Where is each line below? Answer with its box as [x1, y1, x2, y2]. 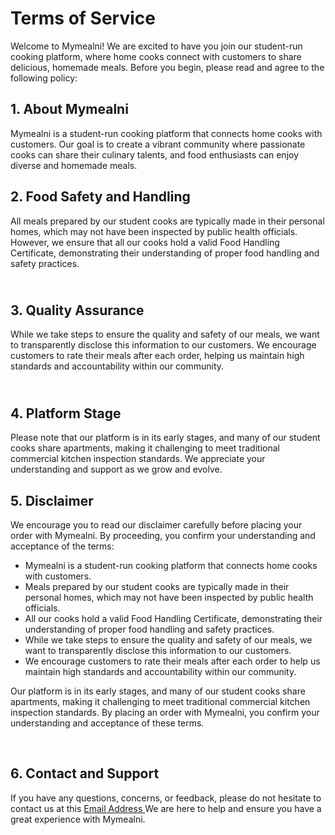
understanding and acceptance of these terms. [10, 717, 205, 729]
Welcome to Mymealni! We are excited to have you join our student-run [10, 40, 303, 52]
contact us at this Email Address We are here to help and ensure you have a [10, 802, 322, 814]
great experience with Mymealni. [10, 813, 146, 825]
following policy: [10, 72, 78, 84]
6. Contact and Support [10, 765, 160, 782]
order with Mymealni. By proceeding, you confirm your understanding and [10, 530, 316, 541]
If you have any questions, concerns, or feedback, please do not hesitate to [10, 792, 322, 804]
